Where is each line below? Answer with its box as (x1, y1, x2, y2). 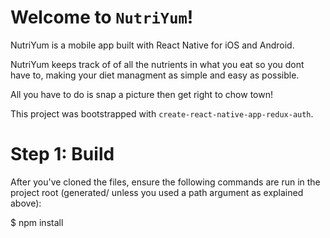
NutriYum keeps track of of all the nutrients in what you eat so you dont (10, 58, 305, 70)
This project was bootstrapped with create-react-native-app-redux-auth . (10, 107, 314, 120)
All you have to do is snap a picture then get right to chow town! (10, 88, 273, 100)
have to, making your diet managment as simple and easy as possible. (10, 69, 300, 81)
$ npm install (10, 216, 64, 228)
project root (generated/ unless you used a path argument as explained (10, 186, 304, 198)
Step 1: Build (10, 143, 115, 166)
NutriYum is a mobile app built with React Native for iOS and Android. (10, 39, 295, 51)
